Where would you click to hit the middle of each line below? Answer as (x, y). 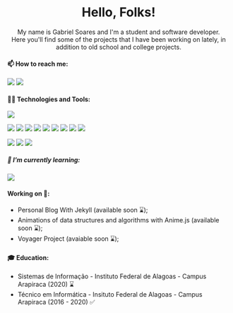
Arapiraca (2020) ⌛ (46, 284)
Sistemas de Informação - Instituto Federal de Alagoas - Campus (112, 276)
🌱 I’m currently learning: (44, 159)
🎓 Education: (28, 258)
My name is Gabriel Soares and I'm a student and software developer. (119, 32)
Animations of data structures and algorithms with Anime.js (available (118, 220)
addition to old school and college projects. (119, 47)
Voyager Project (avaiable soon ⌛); (68, 239)
